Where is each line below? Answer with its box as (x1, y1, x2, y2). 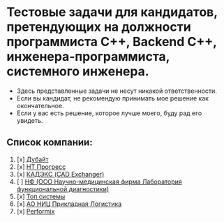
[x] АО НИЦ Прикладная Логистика (16, 200, 122, 208)
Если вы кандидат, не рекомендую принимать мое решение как (16, 94, 209, 102)
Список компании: (6, 137, 93, 149)
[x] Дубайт (16, 155, 49, 163)
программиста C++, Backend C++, (6, 34, 217, 50)
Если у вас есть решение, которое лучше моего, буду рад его (16, 109, 202, 117)
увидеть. (16, 116, 43, 124)
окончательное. (16, 101, 64, 110)
